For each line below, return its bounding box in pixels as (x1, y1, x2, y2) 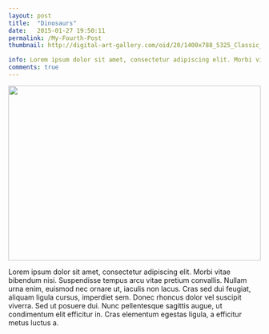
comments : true (8, 63, 59, 72)
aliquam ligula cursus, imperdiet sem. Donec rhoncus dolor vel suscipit (8, 292, 242, 302)
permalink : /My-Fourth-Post (8, 34, 102, 42)
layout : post (8, 11, 52, 20)
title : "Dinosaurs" (8, 19, 78, 27)
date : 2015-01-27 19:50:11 (8, 26, 106, 34)
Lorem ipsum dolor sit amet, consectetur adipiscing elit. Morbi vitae (8, 267, 231, 276)
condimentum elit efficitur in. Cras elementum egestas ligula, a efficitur (8, 309, 243, 319)
